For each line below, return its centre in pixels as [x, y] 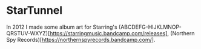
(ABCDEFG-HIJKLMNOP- [150, 27]
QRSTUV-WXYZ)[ [28, 33]
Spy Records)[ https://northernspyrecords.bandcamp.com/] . [81, 39]
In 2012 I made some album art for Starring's [62, 27]
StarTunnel [34, 10]
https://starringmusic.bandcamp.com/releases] [108, 33]
